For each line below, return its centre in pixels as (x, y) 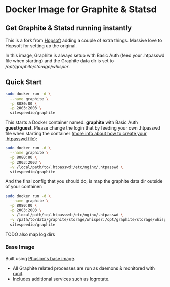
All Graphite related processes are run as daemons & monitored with (84, 268)
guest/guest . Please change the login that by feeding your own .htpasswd (83, 128)
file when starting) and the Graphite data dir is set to (60, 61)
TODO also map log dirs (30, 234)
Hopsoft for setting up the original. (41, 46)
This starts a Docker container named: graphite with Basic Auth (72, 122)
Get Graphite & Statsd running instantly (69, 28)
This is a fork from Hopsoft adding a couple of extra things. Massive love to (84, 40)
